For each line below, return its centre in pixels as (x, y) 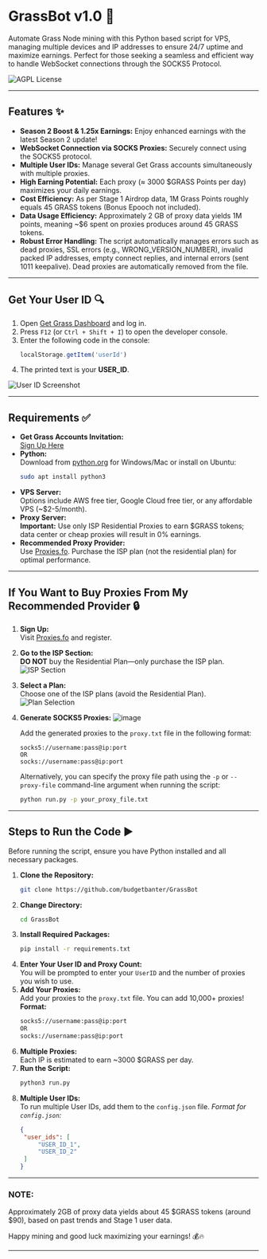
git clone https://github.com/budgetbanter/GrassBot (109, 889)
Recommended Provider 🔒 (74, 606)
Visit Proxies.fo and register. (66, 637)
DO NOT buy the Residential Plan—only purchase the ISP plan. (122, 661)
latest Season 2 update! (58, 139)
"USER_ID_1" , (59, 1144)
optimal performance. (55, 560)
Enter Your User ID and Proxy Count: (81, 964)
